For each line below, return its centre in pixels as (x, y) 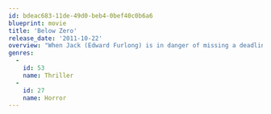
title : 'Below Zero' (43, 31)
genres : (21, 53)
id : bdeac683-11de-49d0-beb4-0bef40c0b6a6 (81, 16)
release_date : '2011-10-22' (56, 38)
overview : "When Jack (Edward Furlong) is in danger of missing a (122, 46)
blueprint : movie (38, 23)
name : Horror (45, 98)
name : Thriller (48, 75)
